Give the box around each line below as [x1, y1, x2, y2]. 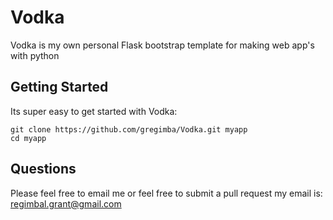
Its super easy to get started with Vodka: [10, 105, 178, 117]
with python [10, 49, 60, 61]
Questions [10, 161, 77, 178]
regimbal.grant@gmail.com [10, 197, 122, 210]
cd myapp [10, 133, 47, 143]
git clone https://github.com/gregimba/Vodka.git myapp [10, 124, 248, 135]
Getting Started [10, 79, 109, 96]
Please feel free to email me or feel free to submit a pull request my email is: [10, 187, 323, 199]
